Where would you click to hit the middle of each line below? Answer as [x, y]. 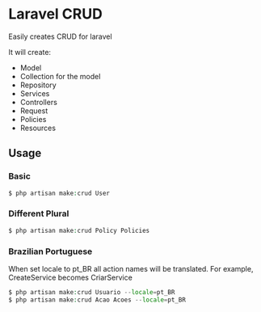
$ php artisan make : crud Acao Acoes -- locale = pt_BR [97, 300]
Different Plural [39, 213]
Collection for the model [60, 76]
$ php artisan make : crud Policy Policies [79, 230]
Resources [38, 128]
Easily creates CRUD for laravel [60, 36]
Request [34, 111]
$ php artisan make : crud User [59, 193]
